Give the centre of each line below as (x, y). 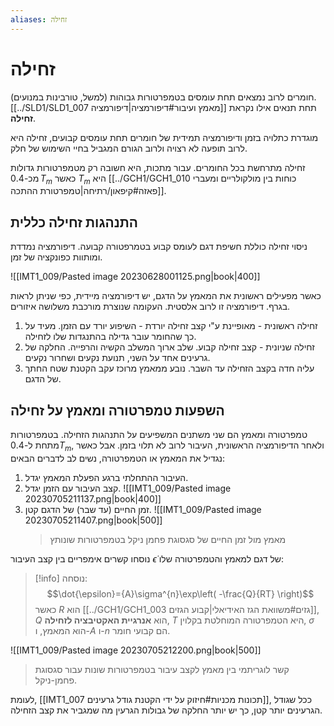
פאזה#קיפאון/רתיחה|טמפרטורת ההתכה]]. (88, 191)
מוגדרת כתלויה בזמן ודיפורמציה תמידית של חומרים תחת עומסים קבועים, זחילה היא (164, 137)
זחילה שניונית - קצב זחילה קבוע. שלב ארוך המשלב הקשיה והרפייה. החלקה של (169, 347)
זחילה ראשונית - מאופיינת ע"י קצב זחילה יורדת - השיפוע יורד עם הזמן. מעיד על (171, 326)
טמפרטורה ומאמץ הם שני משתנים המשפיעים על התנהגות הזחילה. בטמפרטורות (159, 434)
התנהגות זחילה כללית (74, 222)
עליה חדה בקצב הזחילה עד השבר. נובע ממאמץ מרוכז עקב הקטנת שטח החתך (169, 368)
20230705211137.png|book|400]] (93, 498)
